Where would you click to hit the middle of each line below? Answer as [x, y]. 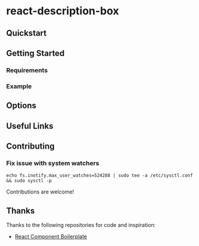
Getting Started [35, 53]
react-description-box [63, 11]
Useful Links [30, 126]
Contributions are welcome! [40, 192]
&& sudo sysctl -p [29, 181]
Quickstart [27, 33]
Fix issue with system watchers [53, 163]
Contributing [30, 146]
